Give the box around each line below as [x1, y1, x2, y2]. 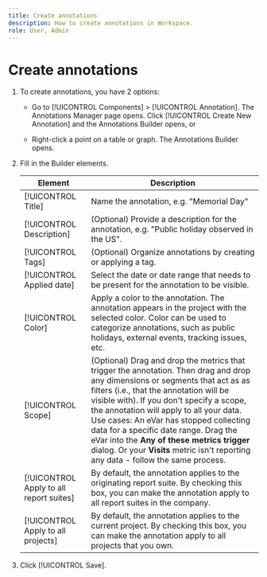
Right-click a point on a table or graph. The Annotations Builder [31, 135, 238, 144]
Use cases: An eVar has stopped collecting [91, 415, 251, 426]
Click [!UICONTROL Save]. [19, 560, 107, 570]
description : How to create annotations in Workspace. [8, 19, 194, 27]
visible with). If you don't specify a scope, [91, 395, 246, 406]
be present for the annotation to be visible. [91, 279, 250, 290]
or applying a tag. [91, 256, 157, 267]
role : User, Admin [8, 26, 69, 34]
